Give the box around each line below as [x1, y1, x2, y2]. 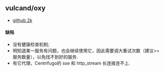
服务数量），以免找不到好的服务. [12, 54, 78, 60]
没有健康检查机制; [12, 41, 50, 47]
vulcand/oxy [5, 4, 46, 12]
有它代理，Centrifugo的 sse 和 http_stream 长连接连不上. [12, 60, 130, 66]
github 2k [12, 17, 33, 23]
